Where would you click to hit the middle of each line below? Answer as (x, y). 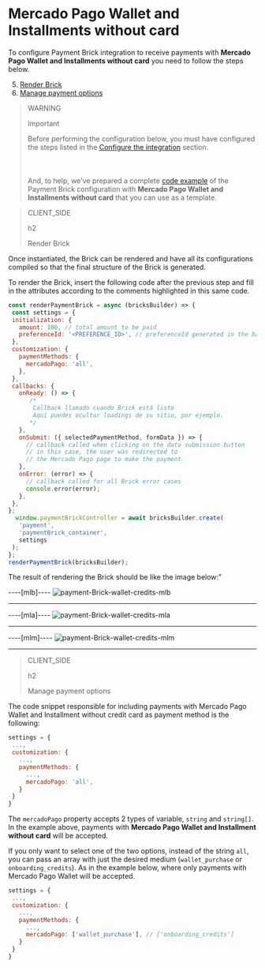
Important (43, 123)
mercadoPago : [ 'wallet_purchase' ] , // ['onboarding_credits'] (130, 935)
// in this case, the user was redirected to (102, 452)
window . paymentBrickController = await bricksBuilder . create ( (119, 518)
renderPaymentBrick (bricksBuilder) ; (68, 562)
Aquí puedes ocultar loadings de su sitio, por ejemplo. (128, 415)
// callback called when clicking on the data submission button (135, 445)
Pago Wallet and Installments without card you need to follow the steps (126, 61)
